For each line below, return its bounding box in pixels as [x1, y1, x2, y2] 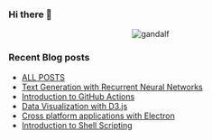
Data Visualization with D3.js [21, 100, 128, 111]
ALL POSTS [21, 71, 65, 82]
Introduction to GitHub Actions [21, 90, 135, 102]
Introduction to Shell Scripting [21, 119, 133, 130]
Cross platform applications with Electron [21, 110, 175, 121]
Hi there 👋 [8, 8, 53, 21]
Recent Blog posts [8, 51, 90, 64]
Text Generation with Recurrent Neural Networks [21, 81, 204, 92]
